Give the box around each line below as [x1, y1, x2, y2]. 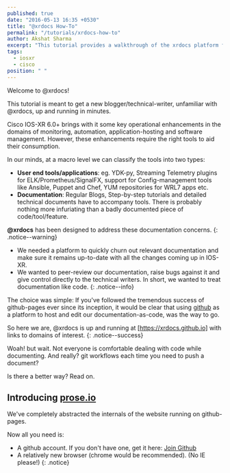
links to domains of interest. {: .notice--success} [7, 330, 144, 339]
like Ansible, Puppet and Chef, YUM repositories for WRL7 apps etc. [16, 183, 209, 191]
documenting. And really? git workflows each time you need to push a [7, 351, 205, 360]
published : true [7, 10, 53, 17]
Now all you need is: [7, 430, 64, 439]
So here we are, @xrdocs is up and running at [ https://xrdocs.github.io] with [7, 324, 222, 332]
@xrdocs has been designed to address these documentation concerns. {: [7, 226, 218, 234]
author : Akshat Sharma [7, 36, 72, 43]
